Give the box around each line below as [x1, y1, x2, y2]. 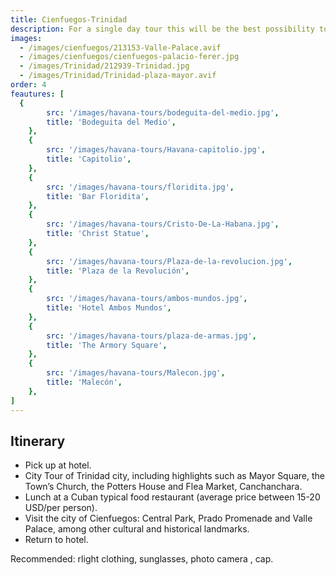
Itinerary [10, 432, 66, 450]
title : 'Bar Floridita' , [46, 191, 150, 201]
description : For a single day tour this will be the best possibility [10, 24, 315, 34]
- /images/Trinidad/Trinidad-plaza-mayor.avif [19, 71, 217, 81]
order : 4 [10, 80, 47, 90]
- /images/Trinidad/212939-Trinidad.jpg [19, 61, 190, 71]
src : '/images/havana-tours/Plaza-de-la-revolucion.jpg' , [46, 256, 293, 266]
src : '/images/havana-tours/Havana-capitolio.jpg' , [46, 145, 267, 155]
